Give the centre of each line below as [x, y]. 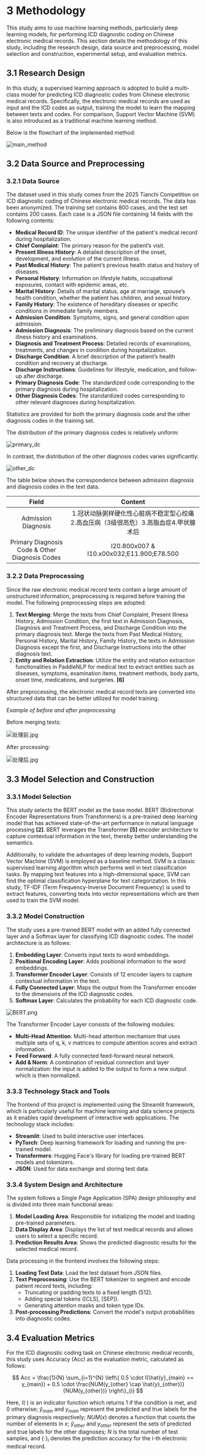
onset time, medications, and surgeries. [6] [70, 680]
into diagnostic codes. [43, 1319]
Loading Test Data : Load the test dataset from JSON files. [89, 1273]
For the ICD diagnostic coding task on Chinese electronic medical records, [100, 1353]
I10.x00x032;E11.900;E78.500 [133, 554]
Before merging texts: [34, 722]
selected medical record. [47, 1249]
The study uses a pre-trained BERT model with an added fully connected [98, 930]
